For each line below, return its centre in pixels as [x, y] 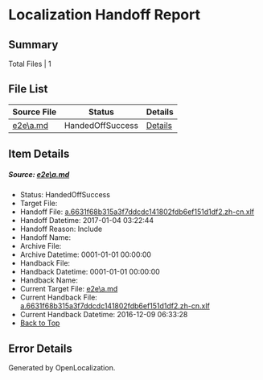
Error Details [40, 348]
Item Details [39, 154]
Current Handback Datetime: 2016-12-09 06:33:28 [104, 315]
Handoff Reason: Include [61, 229]
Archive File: [41, 246]
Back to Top [40, 323]
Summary [33, 45]
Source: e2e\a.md [39, 174]
